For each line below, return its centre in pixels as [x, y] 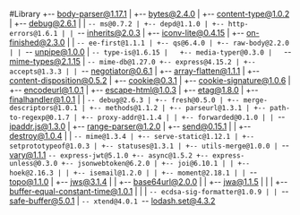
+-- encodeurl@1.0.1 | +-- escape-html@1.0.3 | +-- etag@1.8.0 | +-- [134, 90]
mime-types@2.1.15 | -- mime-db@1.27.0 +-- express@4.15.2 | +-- [133, 61]
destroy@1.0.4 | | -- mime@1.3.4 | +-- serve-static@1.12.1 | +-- [132, 136]
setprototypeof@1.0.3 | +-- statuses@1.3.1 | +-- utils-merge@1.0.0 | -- [149, 145]
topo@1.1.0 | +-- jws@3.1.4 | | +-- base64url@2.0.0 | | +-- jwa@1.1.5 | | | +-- [149, 182]
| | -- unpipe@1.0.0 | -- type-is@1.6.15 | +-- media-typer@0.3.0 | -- [150, 52]
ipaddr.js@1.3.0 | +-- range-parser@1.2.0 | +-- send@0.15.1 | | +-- [130, 126]
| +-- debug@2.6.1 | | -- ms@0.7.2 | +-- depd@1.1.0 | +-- [117, 23]
